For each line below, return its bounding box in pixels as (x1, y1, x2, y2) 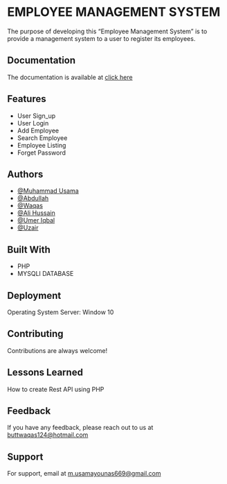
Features (7, 93, 46, 105)
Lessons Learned (7, 367, 83, 379)
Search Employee (17, 133, 68, 142)
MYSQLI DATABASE (17, 270, 74, 278)
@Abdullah (17, 194, 49, 202)
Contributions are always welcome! (7, 346, 108, 354)
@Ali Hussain (17, 209, 55, 217)
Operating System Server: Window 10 (7, 308, 114, 316)
